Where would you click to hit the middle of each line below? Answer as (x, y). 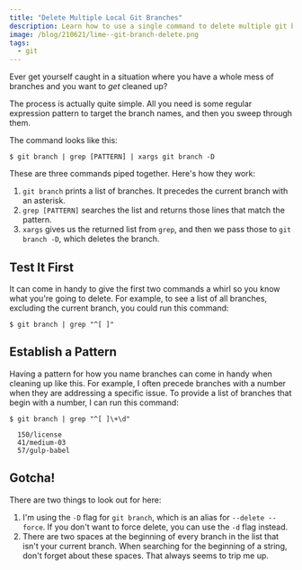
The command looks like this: (64, 140)
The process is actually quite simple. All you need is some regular (131, 104)
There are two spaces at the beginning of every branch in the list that (151, 536)
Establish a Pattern (63, 352)
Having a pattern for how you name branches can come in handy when (141, 374)
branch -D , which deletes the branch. (91, 239)
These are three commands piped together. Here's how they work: (133, 174)
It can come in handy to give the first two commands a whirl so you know (145, 288)
